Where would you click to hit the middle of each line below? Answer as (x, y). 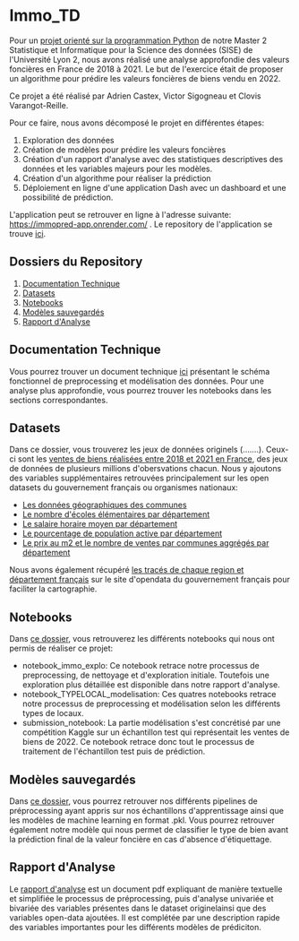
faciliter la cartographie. (53, 589)
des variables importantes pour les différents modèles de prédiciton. (135, 927)
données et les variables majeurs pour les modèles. (117, 168)
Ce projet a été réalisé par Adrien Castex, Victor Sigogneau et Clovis (135, 96)
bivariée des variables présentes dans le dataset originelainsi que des (138, 908)
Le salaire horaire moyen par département (99, 524)
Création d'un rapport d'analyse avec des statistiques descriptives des (153, 159)
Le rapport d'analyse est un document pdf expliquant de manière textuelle (146, 889)
